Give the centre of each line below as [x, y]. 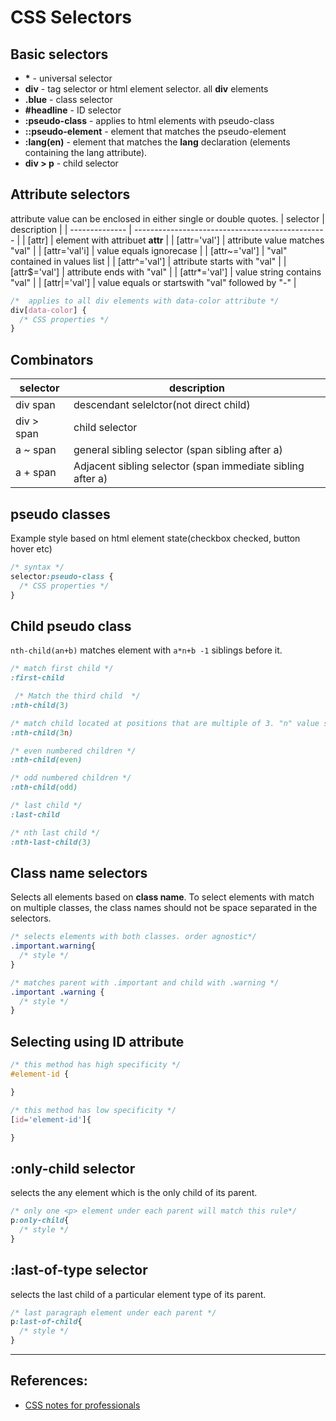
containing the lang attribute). [86, 152]
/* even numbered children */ [73, 751]
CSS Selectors [71, 17]
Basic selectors [59, 54]
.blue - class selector [68, 99]
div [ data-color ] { [48, 310]
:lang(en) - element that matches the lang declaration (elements [157, 142]
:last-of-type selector [79, 1270]
